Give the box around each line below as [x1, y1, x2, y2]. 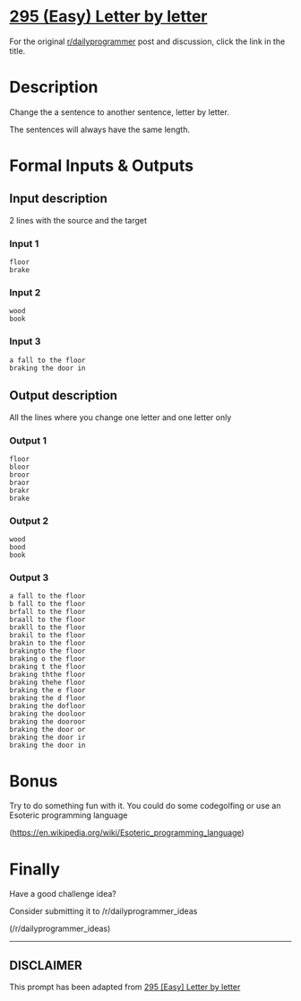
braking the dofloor [9, 702, 87, 711]
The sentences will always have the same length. [9, 124, 191, 135]
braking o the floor [9, 654, 87, 663]
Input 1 [9, 237, 39, 250]
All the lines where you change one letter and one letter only [9, 411, 232, 423]
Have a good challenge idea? [9, 889, 116, 900]
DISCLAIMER [9, 958, 82, 973]
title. [9, 45, 26, 56]
